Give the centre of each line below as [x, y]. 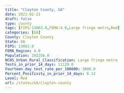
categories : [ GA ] [23, 32]
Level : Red [16, 78]
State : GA [15, 42]
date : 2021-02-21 [23, 14]
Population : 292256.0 [27, 55]
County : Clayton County [30, 37]
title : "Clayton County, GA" [35, 10]
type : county [18, 23]
